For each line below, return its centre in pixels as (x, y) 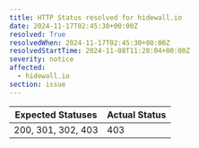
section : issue (38, 84)
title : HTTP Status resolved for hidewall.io (95, 17)
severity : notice (42, 59)
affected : (28, 68)
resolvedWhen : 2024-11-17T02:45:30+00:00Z (90, 43)
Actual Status (137, 115)
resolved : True (38, 34)
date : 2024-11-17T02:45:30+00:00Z (74, 26)
